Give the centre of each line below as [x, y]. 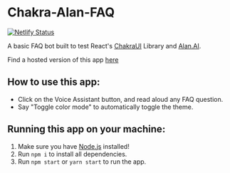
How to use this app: [54, 82]
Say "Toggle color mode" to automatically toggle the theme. [105, 107]
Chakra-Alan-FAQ [61, 12]
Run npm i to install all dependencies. [72, 154]
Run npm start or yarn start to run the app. [82, 162]
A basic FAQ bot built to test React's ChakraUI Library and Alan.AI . [104, 46]
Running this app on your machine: [87, 129]
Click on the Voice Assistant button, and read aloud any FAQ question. [120, 99]
